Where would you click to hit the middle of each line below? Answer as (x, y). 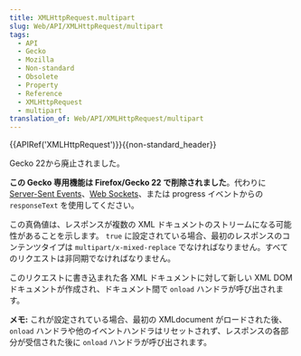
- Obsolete (38, 77)
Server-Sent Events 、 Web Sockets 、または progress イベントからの (136, 194)
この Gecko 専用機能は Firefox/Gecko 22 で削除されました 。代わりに (138, 183)
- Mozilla (36, 60)
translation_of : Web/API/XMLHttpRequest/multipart (107, 119)
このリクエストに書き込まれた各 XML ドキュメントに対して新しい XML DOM (151, 278)
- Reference (40, 93)
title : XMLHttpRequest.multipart (72, 18)
